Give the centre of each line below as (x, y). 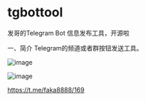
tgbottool (35, 12)
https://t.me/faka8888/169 (46, 90)
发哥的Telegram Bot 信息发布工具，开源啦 (68, 33)
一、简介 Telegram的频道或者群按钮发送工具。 (75, 48)
